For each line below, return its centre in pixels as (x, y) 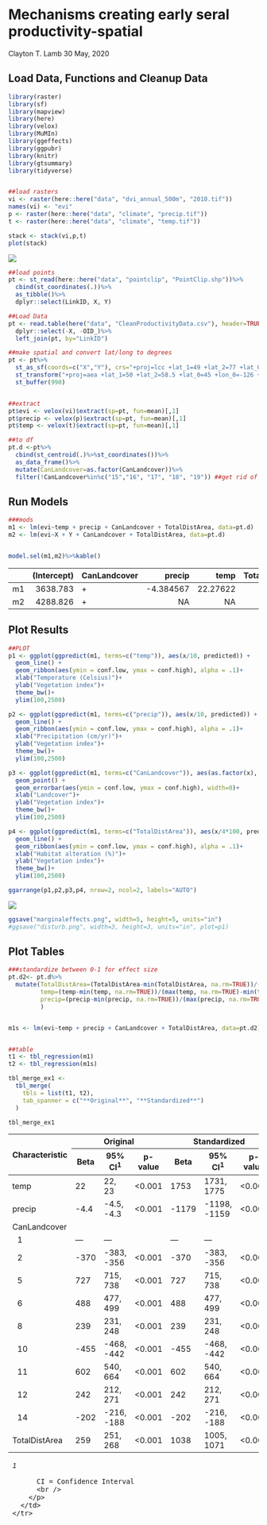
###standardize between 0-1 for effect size (83, 970)
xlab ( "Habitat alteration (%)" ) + (71, 854)
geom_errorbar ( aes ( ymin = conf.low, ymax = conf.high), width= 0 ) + (128, 788)
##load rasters (33, 192)
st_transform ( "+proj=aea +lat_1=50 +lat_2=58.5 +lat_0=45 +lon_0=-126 (135, 375)
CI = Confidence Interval (86, 1481)
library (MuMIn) (33, 134)
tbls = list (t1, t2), (58, 1093)
